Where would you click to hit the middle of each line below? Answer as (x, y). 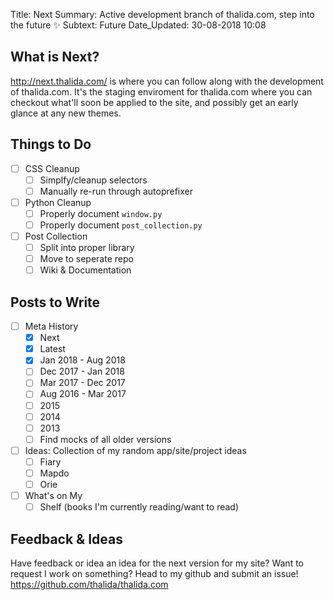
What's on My (53, 495)
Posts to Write (55, 302)
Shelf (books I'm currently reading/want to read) (139, 507)
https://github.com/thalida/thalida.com (89, 584)
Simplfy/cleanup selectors (93, 180)
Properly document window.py (101, 213)
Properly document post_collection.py (121, 225)
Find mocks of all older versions (105, 439)
